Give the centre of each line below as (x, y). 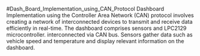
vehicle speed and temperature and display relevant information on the (95, 41)
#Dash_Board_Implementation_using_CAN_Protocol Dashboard (85, 9)
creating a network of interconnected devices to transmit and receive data (100, 22)
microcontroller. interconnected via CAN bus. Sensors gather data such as (100, 35)
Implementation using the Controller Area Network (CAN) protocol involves (100, 15)
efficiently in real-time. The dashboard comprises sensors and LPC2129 (97, 28)
